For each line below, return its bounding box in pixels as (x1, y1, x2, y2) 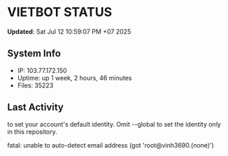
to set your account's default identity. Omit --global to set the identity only (7, 120, 222, 128)
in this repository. (7, 127, 57, 136)
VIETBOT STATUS (7, 4, 113, 20)
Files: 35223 (17, 81, 54, 90)
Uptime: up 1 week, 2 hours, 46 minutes (17, 73, 132, 82)
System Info (7, 48, 62, 59)
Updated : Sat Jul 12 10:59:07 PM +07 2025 (7, 27, 131, 36)
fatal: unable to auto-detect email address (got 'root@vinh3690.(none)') (7, 141, 215, 149)
